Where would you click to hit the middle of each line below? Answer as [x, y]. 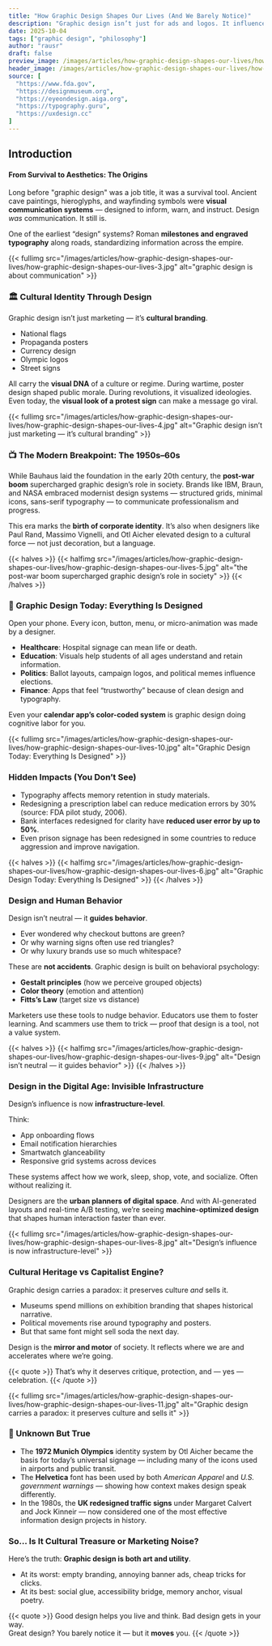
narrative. [36, 1314]
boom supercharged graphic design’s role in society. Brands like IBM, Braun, [136, 485]
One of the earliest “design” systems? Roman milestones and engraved [128, 234]
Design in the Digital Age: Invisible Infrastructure [106, 1086]
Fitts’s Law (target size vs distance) [80, 999]
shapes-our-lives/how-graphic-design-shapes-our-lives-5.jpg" [114, 568]
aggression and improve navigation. [80, 846]
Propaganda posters [54, 342]
